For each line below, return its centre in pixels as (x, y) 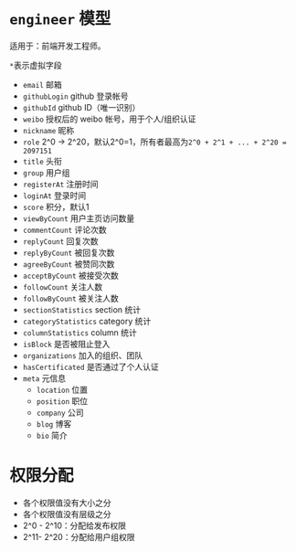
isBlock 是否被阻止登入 (66, 344)
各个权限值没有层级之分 (67, 514)
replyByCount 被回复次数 (69, 252)
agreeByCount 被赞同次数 (69, 264)
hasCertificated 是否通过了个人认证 (91, 366)
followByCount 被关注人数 (70, 298)
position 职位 (62, 401)
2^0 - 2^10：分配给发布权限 (74, 525)
